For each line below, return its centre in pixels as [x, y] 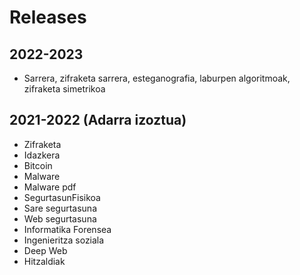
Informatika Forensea [67, 229]
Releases [48, 17]
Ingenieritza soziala [64, 240]
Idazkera [42, 155]
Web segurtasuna [60, 218]
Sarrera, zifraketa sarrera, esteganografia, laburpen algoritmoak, [157, 78]
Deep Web [45, 250]
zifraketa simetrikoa [64, 89]
